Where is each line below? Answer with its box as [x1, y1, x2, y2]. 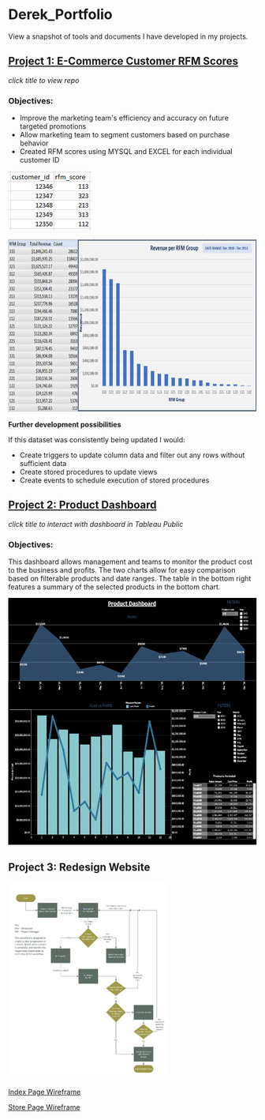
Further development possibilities [8, 420, 121, 430]
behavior [19, 138, 49, 148]
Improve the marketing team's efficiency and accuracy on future [19, 113, 229, 123]
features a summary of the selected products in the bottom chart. [8, 582, 221, 592]
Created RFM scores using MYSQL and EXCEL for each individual [19, 147, 233, 156]
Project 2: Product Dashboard [8, 498, 157, 512]
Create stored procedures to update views [19, 468, 158, 477]
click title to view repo [8, 75, 80, 85]
